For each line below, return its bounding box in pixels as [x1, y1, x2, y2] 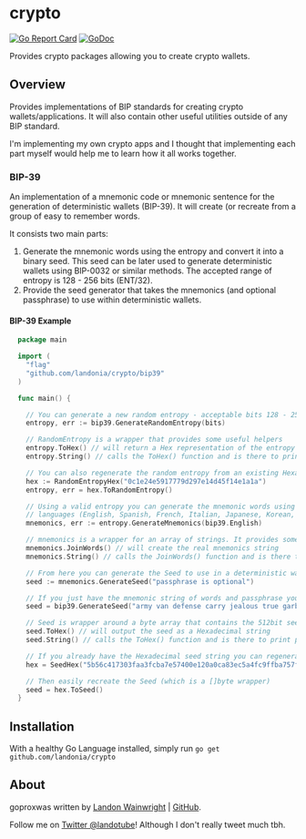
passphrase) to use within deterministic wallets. [22, 294, 202, 305]
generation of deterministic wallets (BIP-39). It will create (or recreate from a [9, 201, 296, 212]
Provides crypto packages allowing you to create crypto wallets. [9, 50, 250, 61]
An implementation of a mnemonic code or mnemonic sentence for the [9, 191, 275, 202]
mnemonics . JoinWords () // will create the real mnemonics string [25, 544, 280, 553]
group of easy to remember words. [9, 210, 140, 221]
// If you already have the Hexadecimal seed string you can [25, 651, 262, 660]
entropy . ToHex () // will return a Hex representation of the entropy [25, 444, 296, 453]
